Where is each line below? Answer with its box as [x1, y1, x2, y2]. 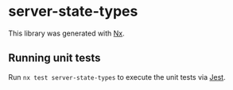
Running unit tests [8, 51, 101, 65]
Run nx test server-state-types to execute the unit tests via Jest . [8, 72, 226, 81]
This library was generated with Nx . [8, 28, 125, 38]
